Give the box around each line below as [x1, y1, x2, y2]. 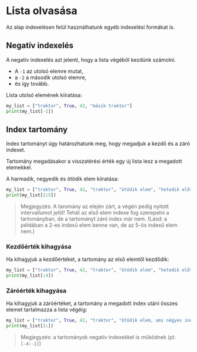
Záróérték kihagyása [6, 287, 67, 295]
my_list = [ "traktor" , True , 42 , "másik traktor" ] [6, 103, 133, 109]
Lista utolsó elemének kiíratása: [6, 91, 82, 98]
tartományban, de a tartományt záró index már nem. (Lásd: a [20, 216, 167, 223]
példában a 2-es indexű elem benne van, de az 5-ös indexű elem [20, 222, 178, 229]
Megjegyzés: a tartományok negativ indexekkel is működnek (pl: [20, 334, 176, 341]
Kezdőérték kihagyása [6, 242, 72, 250]
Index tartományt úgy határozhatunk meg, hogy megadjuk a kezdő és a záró [6, 140, 191, 147]
